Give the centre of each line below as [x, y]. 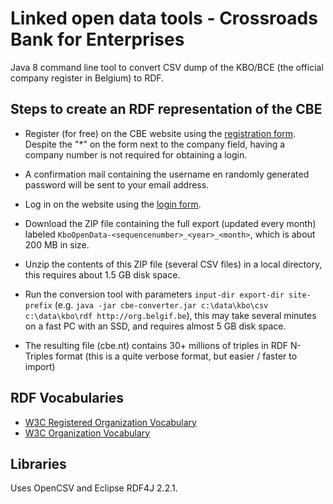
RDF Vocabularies [67, 398]
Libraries [38, 463]
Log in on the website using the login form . [113, 204]
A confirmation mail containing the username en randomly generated [167, 174]
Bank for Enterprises [97, 39]
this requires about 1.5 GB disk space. [102, 274]
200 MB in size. [57, 244]
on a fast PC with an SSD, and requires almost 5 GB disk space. [155, 326]
